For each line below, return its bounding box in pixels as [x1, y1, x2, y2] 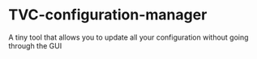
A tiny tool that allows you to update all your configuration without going [8, 32, 249, 42]
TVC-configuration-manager [8, 6, 208, 24]
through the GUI [8, 40, 62, 50]
